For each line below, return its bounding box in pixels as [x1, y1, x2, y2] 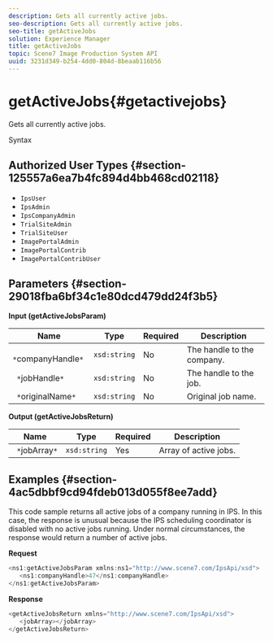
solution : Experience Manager [8, 34, 111, 43]
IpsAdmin [19, 203, 50, 211]
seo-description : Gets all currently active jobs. [8, 20, 184, 28]
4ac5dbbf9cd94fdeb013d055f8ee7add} [8, 485, 218, 499]
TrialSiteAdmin [19, 220, 72, 229]
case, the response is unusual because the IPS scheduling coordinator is [8, 516, 252, 525]
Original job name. [186, 391, 257, 403]
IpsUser [19, 194, 46, 203]
